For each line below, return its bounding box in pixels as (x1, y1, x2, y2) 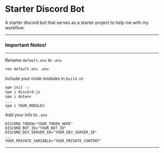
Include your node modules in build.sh (5, 76, 84, 82)
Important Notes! (5, 42, 47, 48)
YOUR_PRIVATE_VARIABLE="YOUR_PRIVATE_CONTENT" (5, 138, 102, 144)
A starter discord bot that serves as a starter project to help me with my (5, 20, 149, 25)
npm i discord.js (5, 89, 41, 94)
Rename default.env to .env (5, 57, 62, 63)
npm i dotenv (5, 94, 32, 99)
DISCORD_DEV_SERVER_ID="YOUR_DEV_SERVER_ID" (5, 130, 97, 135)
